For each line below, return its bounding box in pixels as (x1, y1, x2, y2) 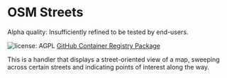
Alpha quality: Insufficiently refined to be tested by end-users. (7, 28, 189, 36)
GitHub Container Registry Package (56, 41, 161, 50)
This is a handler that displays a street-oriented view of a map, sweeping (7, 55, 220, 64)
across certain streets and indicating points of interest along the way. (7, 62, 209, 71)
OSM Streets (7, 4, 84, 21)
